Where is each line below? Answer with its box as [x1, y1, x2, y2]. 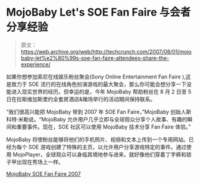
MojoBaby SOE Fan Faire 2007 [6, 170, 82, 177]
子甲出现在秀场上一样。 [6, 158, 64, 165]
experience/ [20, 60, 51, 68]
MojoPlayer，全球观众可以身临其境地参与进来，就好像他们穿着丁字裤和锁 [12, 151, 192, 158]
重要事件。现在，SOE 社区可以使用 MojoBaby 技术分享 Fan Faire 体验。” [16, 123, 191, 130]
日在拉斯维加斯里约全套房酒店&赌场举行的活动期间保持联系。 [6, 95, 156, 102]
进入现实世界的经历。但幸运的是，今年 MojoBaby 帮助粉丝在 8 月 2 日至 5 [11, 88, 192, 95]
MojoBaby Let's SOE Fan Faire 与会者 [6, 5, 191, 19]
